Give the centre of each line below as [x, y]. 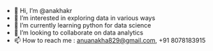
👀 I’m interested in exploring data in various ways [85, 18]
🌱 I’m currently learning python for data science [82, 25]
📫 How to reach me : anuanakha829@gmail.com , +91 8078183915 [110, 40]
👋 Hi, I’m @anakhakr [43, 11]
